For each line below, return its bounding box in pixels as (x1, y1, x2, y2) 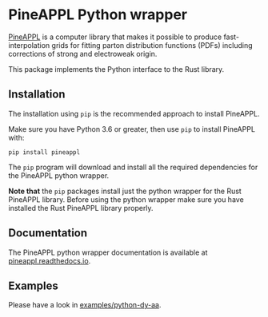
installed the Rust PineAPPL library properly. (8, 203, 154, 212)
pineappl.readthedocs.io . (8, 256, 91, 265)
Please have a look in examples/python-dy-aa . (8, 300, 162, 310)
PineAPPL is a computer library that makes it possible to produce (8, 32, 222, 42)
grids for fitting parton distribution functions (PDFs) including (51, 40, 254, 50)
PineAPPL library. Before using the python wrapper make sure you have (8, 194, 244, 204)
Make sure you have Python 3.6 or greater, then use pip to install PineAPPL (8, 124, 256, 133)
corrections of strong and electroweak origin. (8, 49, 158, 58)
